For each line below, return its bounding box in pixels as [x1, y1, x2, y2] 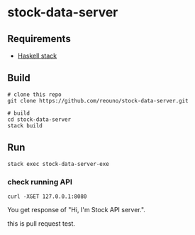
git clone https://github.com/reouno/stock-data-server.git [7, 97, 189, 104]
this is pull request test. [7, 219, 76, 228]
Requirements [7, 33, 71, 45]
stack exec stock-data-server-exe [7, 160, 110, 167]
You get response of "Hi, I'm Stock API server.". [7, 205, 145, 214]
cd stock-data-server [7, 115, 72, 123]
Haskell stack [17, 51, 57, 60]
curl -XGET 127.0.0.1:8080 [7, 193, 87, 200]
